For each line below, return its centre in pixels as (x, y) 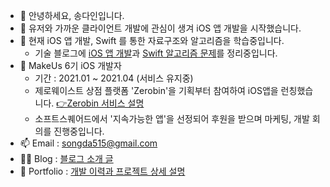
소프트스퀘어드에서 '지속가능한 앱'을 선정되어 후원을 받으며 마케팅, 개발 (172, 118)
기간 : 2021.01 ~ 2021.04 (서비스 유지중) (114, 78)
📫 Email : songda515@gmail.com (88, 143)
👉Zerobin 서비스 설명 (100, 103)
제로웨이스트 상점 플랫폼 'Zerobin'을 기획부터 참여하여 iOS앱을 (156, 90)
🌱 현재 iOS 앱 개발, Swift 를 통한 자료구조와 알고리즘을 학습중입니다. (152, 40)
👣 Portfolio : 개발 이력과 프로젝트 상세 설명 (102, 171)
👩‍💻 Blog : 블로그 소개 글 (66, 158)
